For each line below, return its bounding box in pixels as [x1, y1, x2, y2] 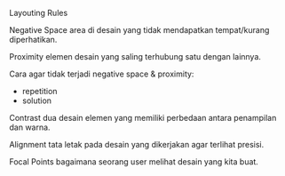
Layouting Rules [9, 8, 68, 18]
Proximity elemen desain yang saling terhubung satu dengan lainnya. [9, 52, 262, 61]
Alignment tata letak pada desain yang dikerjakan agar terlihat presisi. [9, 140, 265, 149]
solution [21, 95, 51, 106]
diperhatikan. [9, 35, 58, 44]
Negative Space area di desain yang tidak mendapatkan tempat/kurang [9, 25, 270, 35]
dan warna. [9, 122, 51, 132]
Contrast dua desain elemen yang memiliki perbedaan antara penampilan [9, 113, 277, 123]
